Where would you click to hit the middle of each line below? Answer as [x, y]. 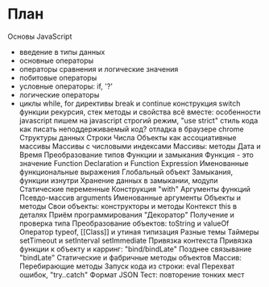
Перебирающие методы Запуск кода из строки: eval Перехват [127, 266]
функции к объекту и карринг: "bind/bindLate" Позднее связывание [135, 249]
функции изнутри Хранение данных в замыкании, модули [118, 180]
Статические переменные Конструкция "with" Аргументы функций [135, 189]
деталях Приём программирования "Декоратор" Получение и [127, 214]
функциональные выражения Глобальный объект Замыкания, [126, 172]
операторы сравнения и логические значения [99, 69]
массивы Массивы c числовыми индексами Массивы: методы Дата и [140, 146]
